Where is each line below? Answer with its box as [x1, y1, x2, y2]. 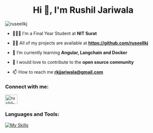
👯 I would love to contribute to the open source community [12, 59, 134, 65]
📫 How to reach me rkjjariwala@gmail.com [12, 69, 103, 75]
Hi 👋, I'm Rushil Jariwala [33, 4, 134, 16]
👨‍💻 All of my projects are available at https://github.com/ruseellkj [12, 40, 149, 46]
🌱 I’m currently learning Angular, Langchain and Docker [12, 49, 128, 55]
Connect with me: [5, 83, 49, 90]
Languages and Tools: [5, 111, 59, 118]
